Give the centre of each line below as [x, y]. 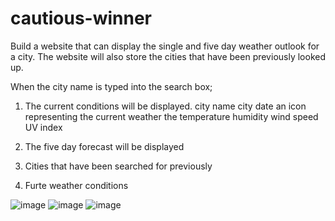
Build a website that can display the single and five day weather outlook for [165, 46]
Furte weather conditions [76, 185]
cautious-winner [81, 18]
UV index [43, 127]
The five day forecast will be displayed [104, 146]
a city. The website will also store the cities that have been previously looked [168, 56]
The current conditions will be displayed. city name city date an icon [165, 106]
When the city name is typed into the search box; [111, 86]
